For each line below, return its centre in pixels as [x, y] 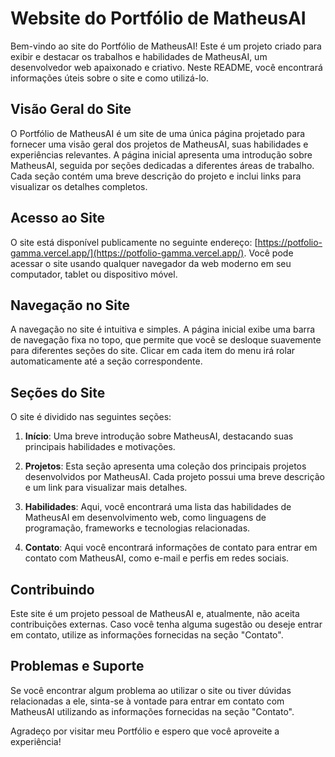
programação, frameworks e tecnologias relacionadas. [137, 528]
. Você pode [268, 253]
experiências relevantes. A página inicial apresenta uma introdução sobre [161, 154]
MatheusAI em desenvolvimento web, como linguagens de [145, 518]
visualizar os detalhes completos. [79, 186]
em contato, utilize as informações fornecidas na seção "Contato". [147, 635]
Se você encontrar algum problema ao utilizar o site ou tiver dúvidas [151, 690]
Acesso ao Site [57, 218]
